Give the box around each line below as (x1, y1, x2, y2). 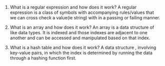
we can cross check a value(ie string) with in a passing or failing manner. (9, 15, 160, 20)
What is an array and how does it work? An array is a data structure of (9, 24, 154, 30)
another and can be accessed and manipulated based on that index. (9, 35, 150, 41)
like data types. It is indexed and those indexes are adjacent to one (9, 30, 147, 35)
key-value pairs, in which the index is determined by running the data (9, 50, 152, 56)
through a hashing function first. (9, 55, 76, 61)
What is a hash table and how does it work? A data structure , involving (9, 45, 156, 50)
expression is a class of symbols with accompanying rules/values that (9, 9, 154, 15)
